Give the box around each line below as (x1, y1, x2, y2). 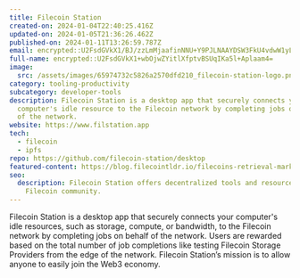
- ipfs (17, 145, 42, 154)
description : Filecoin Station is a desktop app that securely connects (9, 95, 286, 105)
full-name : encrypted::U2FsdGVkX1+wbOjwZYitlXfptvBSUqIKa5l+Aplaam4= (9, 54, 274, 63)
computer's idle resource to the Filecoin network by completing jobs (17, 104, 286, 113)
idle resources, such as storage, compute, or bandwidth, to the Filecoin (9, 221, 271, 232)
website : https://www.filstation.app (9, 121, 150, 130)
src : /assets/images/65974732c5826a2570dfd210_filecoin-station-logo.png (17, 71, 297, 80)
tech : (9, 129, 29, 138)
